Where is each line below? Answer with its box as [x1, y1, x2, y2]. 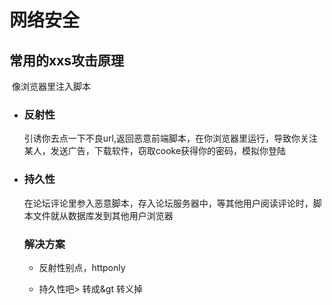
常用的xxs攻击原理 [9, 52, 125, 69]
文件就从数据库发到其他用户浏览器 [32, 209, 174, 221]
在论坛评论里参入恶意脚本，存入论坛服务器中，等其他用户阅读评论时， [23, 197, 314, 209]
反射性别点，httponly [38, 261, 126, 273]
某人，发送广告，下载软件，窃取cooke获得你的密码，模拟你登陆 [23, 145, 287, 157]
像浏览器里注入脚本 [11, 81, 91, 92]
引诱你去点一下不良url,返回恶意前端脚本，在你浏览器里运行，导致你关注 [23, 132, 318, 145]
